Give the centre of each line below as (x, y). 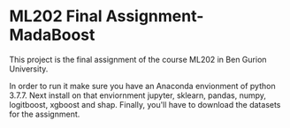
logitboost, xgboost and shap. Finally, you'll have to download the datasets (145, 104)
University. (29, 69)
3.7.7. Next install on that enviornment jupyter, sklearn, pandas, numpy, (138, 95)
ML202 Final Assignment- (107, 16)
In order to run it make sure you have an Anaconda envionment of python (142, 86)
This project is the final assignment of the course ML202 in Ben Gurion (138, 59)
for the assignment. (45, 114)
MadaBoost (52, 35)
